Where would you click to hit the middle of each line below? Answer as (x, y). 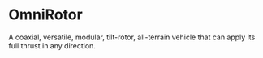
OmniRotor (45, 15)
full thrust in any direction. (52, 45)
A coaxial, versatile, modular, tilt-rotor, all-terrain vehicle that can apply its (132, 37)
